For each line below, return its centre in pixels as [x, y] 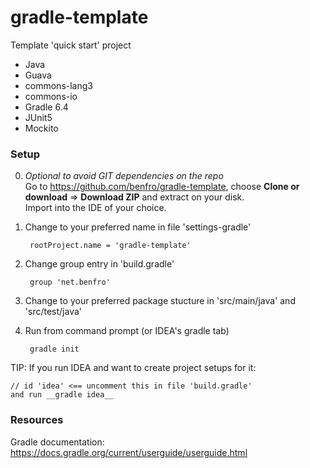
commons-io [51, 96]
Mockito [41, 128]
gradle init [54, 349]
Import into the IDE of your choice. [95, 208]
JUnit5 [38, 117]
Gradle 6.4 [46, 107]
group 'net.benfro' [70, 282]
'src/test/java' [53, 312]
